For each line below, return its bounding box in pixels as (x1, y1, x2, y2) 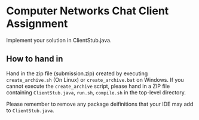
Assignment (6, 17, 68, 30)
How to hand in (6, 54, 63, 64)
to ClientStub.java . (6, 106, 55, 114)
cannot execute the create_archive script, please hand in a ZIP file (6, 82, 170, 90)
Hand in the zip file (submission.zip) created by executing (6, 70, 148, 77)
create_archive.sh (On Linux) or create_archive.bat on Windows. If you (6, 76, 184, 83)
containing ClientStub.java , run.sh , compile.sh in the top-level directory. (6, 88, 186, 96)
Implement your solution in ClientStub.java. (6, 36, 112, 44)
